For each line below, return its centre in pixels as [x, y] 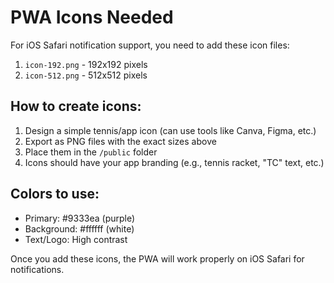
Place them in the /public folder [91, 152]
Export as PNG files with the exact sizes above [120, 141]
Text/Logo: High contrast [76, 239]
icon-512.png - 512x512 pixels [86, 75]
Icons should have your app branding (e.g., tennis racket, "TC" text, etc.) [174, 162]
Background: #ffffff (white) [79, 228]
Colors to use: [55, 194]
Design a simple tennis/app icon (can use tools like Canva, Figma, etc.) [170, 130]
